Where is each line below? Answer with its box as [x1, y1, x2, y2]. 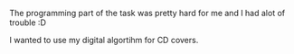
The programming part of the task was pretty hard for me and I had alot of [9, 8, 286, 18]
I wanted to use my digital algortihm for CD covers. [9, 35, 199, 45]
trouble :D [9, 17, 47, 28]
